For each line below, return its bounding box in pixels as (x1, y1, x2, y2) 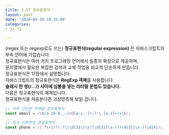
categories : (5, 21, 31, 27)
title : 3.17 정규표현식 (5, 7, 50, 13)
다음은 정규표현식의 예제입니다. (5, 90, 67, 96)
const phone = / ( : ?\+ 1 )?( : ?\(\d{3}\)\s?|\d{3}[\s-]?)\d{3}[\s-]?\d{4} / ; (5, 125, 163, 130)
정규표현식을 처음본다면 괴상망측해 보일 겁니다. (5, 96, 98, 102)
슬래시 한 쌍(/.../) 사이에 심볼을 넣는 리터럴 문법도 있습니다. (5, 83, 121, 89)
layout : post (5, 12, 33, 17)
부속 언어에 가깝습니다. (5, 52, 50, 58)
